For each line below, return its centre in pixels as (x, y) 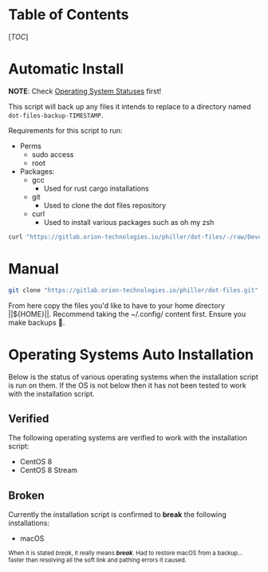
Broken (27, 495)
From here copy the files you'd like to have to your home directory (117, 306)
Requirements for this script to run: (65, 130)
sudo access (53, 154)
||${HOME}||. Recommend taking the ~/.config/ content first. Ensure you (127, 314)
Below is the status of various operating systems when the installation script (134, 377)
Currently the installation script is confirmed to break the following (118, 515)
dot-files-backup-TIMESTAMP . (56, 115)
